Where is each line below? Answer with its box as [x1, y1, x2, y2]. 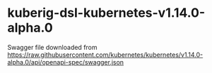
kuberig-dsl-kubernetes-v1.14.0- [7, 5, 206, 21]
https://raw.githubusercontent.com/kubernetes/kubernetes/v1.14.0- [7, 51, 204, 59]
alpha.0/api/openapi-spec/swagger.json [7, 58, 124, 66]
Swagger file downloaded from [7, 43, 98, 51]
